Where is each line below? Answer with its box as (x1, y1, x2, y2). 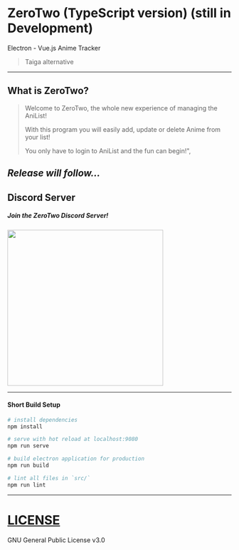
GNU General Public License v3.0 (7, 536, 105, 544)
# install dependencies (7, 416, 78, 423)
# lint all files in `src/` (7, 474, 91, 482)
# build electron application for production (7, 455, 144, 462)
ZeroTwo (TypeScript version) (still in (7, 5, 231, 21)
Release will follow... (7, 167, 101, 180)
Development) (7, 20, 94, 36)
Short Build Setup (7, 400, 60, 409)
